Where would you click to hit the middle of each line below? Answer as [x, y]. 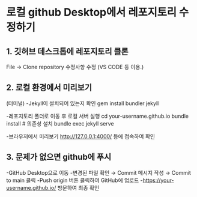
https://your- [158, 180]
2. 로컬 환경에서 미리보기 [49, 88]
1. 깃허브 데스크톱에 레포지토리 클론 [68, 51]
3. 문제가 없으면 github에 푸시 [59, 157]
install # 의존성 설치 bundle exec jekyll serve [60, 123]
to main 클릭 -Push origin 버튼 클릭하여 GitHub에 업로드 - [74, 180]
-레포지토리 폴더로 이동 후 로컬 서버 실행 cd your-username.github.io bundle [98, 116]
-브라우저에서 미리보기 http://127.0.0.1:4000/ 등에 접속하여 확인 [80, 136]
